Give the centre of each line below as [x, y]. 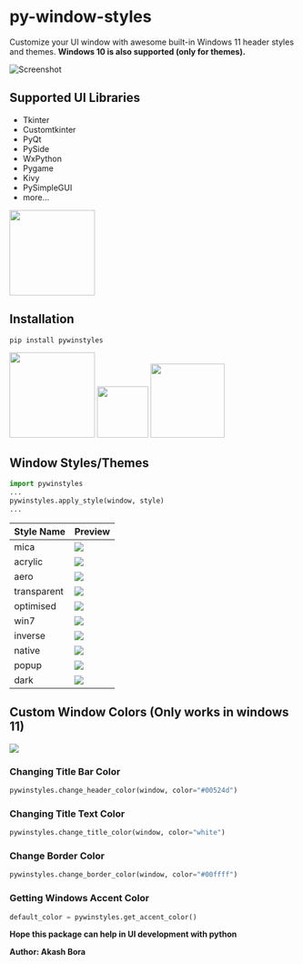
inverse [30, 635]
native [27, 650]
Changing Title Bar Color [65, 771]
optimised [35, 605]
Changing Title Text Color [67, 814]
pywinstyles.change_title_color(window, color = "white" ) [117, 833]
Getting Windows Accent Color [80, 898]
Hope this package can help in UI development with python [123, 934]
